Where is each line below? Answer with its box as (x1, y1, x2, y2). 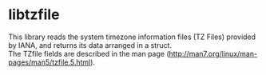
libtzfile (8, 6, 60, 24)
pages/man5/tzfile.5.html (8, 57, 91, 67)
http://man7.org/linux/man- (169, 49, 258, 58)
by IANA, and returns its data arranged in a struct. (8, 40, 173, 49)
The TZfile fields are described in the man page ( (8, 49, 169, 58)
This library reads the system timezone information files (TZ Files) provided (8, 32, 256, 41)
